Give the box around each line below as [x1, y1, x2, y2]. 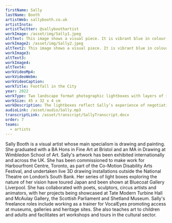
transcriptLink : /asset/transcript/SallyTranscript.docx [5, 112, 130, 118]
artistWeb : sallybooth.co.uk [5, 17, 68, 22]
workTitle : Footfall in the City [5, 84, 77, 89]
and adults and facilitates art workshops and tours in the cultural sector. [5, 211, 157, 218]
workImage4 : [5, 60, 31, 65]
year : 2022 [5, 88, 29, 94]
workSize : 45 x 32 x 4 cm [5, 98, 60, 103]
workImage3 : [5, 50, 31, 55]
